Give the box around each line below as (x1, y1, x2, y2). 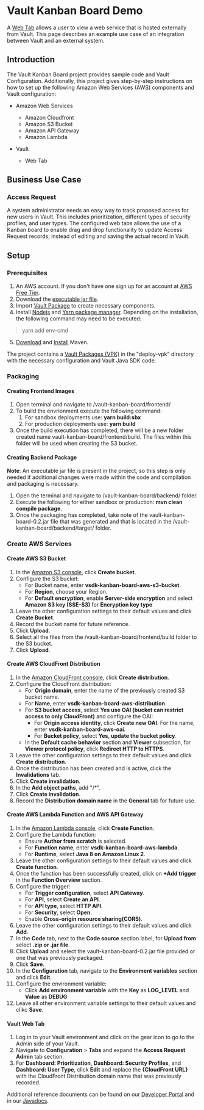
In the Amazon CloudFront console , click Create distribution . (15, 674, 169, 681)
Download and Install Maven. (15, 339, 89, 346)
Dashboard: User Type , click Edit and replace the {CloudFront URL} (15, 1066, 188, 1073)
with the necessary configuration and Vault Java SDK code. (7, 357, 157, 364)
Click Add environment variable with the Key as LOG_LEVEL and (24, 986, 189, 993)
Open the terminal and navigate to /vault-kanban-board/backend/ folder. (15, 492, 198, 499)
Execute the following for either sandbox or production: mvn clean (15, 499, 183, 506)
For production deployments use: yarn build (24, 420, 136, 428)
